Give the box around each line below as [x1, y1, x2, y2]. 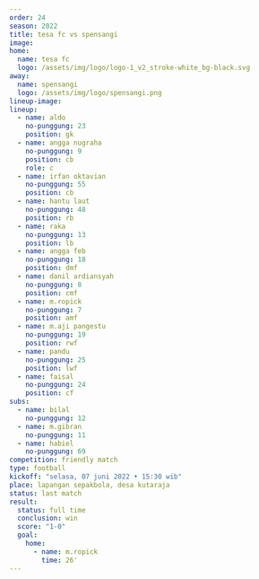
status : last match [9, 488, 82, 498]
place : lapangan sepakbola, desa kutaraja [9, 480, 170, 489]
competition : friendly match [9, 455, 118, 465]
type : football [9, 464, 66, 473]
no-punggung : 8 [25, 280, 82, 289]
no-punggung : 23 [25, 122, 87, 131]
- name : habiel [17, 439, 74, 448]
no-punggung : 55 [25, 180, 87, 189]
